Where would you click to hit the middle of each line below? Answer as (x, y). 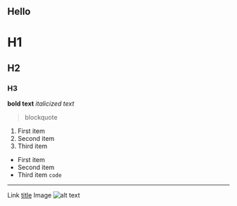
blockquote (41, 118)
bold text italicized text (41, 104)
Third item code (39, 175)
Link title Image (29, 195)
